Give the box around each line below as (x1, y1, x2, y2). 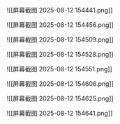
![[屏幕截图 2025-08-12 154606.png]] (6, 80, 114, 88)
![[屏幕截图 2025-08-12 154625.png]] (6, 94, 114, 103)
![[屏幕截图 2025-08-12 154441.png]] (6, 6, 113, 14)
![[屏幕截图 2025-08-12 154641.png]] (6, 109, 113, 117)
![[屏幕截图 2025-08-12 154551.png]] (6, 65, 112, 73)
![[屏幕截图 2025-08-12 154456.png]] (6, 21, 114, 29)
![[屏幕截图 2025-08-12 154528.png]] (6, 51, 114, 58)
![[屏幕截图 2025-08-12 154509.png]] (6, 35, 114, 44)
